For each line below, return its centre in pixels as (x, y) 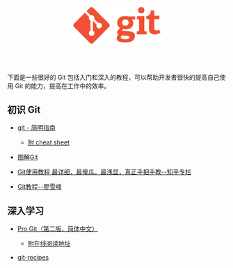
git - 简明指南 (36, 128)
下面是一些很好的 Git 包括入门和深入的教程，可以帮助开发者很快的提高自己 (114, 77)
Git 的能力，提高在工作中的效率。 (63, 85)
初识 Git (24, 109)
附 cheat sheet (49, 142)
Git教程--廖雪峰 (40, 187)
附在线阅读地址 (49, 244)
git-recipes (33, 258)
